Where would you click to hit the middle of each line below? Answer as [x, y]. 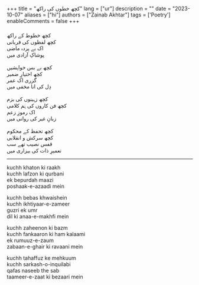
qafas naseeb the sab [33, 271]
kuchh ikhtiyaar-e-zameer [38, 204]
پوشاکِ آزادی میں [26, 55]
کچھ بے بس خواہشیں [30, 67]
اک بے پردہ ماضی [25, 48]
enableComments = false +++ [43, 21]
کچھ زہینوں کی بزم [27, 99]
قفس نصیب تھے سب [30, 144]
